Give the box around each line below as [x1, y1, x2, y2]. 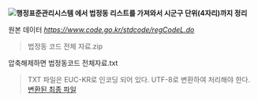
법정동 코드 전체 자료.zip [27, 41, 103, 51]
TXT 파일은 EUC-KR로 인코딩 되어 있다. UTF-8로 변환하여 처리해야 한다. [27, 75, 251, 84]
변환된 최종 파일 [27, 85, 77, 94]
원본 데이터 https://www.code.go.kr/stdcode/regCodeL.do [8, 25, 195, 34]
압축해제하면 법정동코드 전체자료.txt [8, 59, 118, 67]
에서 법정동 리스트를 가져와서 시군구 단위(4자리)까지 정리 [74, 9, 248, 17]
